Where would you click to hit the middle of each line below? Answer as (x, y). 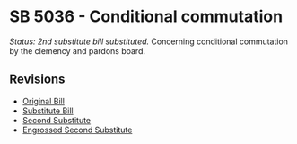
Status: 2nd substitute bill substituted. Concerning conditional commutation (149, 41)
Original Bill (44, 101)
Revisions (37, 80)
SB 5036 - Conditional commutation (146, 17)
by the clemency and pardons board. (78, 50)
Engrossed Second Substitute (77, 130)
